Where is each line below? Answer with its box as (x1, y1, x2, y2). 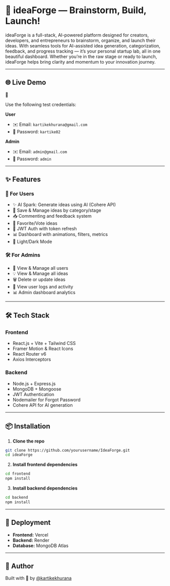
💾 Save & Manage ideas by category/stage (12, 207, 101, 214)
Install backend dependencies (12, 485, 77, 492)
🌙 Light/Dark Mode (12, 238, 52, 245)
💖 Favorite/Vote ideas (12, 220, 58, 226)
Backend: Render (12, 537, 50, 543)
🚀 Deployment (5, 518, 51, 527)
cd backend (5, 495, 28, 500)
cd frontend (5, 471, 30, 476)
